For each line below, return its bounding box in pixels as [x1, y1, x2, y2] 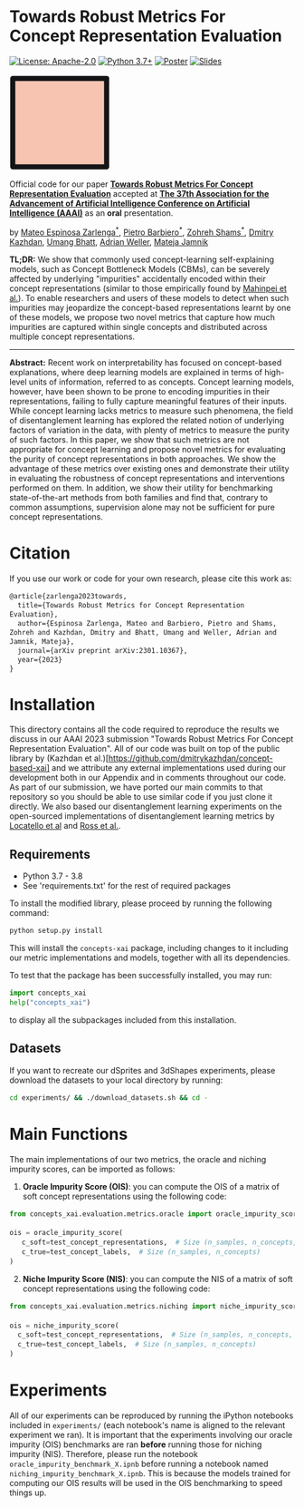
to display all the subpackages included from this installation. [9, 1014, 237, 1026]
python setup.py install [9, 927, 103, 936]
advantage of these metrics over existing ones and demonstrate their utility [9, 462, 290, 473]
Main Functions [9, 1123, 128, 1144]
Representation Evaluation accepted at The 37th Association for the [9, 188, 270, 199]
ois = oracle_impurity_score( [9, 1229, 124, 1238]
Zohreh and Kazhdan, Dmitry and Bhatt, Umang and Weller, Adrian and [9, 627, 278, 637]
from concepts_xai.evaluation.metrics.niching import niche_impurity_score [9, 1301, 301, 1311]
